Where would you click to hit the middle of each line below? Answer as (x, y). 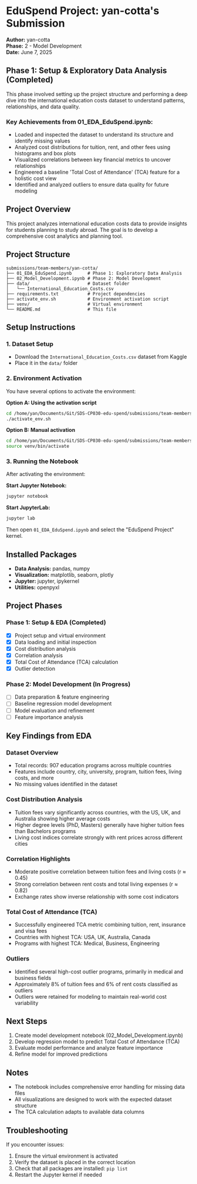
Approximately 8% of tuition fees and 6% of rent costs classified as (96, 984)
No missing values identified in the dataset (66, 784)
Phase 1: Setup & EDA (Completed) (56, 623)
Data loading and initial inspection (55, 642)
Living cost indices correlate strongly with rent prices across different (98, 837)
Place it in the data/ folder (46, 363)
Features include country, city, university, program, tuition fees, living (98, 771)
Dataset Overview (32, 753)
